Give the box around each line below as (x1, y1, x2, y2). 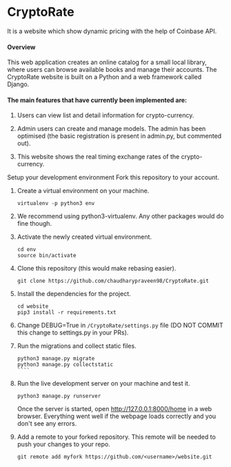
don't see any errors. (17, 419, 77, 428)
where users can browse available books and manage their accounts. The (7, 66, 217, 74)
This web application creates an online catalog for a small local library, (7, 58, 207, 66)
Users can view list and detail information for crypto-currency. (17, 111, 194, 119)
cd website (17, 303, 49, 310)
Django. (7, 80, 30, 88)
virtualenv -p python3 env (17, 200, 95, 207)
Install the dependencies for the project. (17, 290, 131, 298)
